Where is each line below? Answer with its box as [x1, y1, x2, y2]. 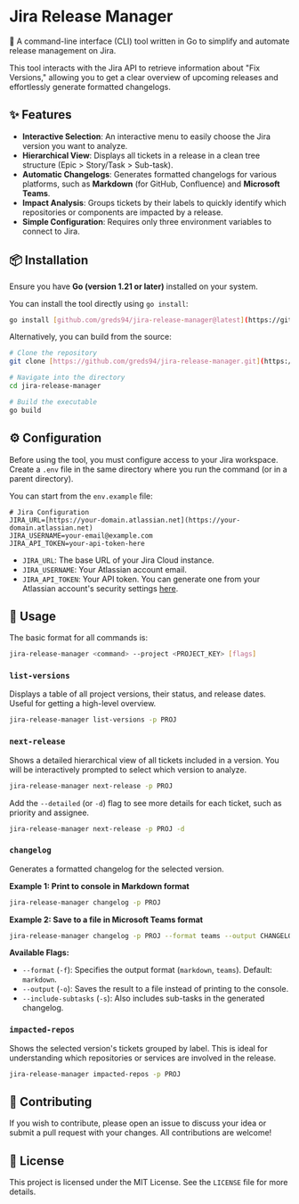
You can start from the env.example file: [9, 491, 153, 501]
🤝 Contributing [9, 1094, 93, 1109]
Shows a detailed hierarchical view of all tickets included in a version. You [9, 755, 280, 765]
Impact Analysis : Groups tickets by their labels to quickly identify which [21, 197, 287, 208]
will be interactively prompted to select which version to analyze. [9, 764, 247, 775]
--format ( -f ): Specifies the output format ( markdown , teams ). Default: [21, 965, 273, 976]
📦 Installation [9, 252, 89, 268]
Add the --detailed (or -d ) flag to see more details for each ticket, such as [9, 797, 282, 808]
